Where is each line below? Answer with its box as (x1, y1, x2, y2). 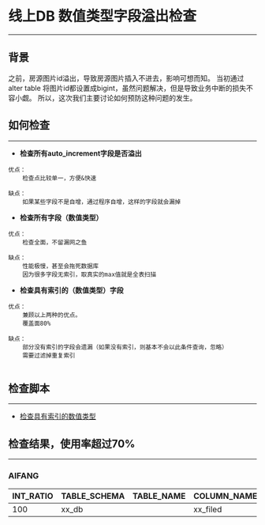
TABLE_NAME (132, 491, 186, 502)
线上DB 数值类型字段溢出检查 (8, 7, 197, 25)
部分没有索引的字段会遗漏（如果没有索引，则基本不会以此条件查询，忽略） (22, 343, 228, 351)
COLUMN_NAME (192, 491, 258, 502)
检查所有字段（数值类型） (19, 213, 103, 222)
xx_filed (192, 504, 222, 515)
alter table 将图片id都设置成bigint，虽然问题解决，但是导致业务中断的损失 (8, 83, 247, 93)
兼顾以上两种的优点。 (22, 311, 81, 319)
